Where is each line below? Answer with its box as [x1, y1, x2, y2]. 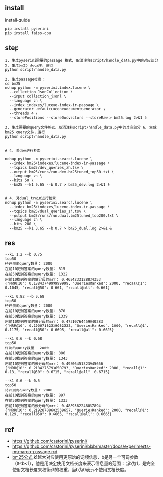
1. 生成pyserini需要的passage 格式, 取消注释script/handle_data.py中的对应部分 [5, 58, 158, 63]
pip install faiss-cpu [5, 30, 51, 36]
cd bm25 [5, 81, 21, 86]
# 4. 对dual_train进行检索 [5, 195, 56, 201]
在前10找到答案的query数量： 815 [5, 266, 66, 272]
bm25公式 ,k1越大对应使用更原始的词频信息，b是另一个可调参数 [12, 455, 139, 460]
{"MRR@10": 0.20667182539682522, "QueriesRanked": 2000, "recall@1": [5, 324, 149, 328]
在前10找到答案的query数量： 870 [5, 309, 66, 314]
